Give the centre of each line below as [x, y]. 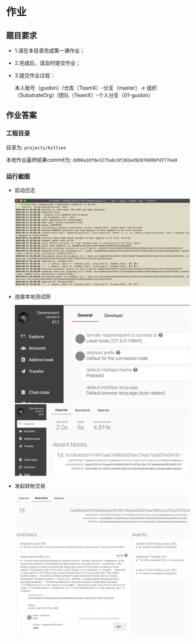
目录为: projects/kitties [36, 147]
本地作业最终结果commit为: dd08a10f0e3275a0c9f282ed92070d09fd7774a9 [92, 160]
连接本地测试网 [32, 297]
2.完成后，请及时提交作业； [48, 63]
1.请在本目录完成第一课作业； [50, 51]
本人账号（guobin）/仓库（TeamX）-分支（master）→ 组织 [86, 88]
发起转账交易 [30, 485]
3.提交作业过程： [35, 75]
